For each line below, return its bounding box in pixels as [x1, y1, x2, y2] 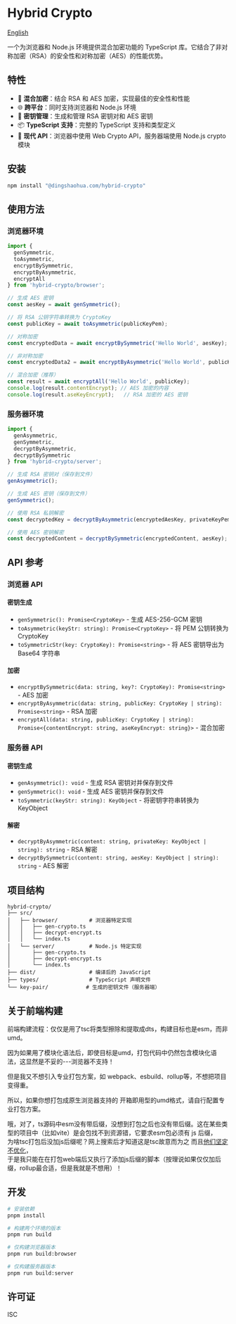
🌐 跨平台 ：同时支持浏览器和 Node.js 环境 [17, 103, 137, 111]
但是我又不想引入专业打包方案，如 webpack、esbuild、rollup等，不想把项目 [7, 1072, 227, 1080]
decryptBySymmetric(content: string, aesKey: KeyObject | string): [17, 855, 219, 862]
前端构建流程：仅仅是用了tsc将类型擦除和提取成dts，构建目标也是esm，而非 [7, 1024, 228, 1033]
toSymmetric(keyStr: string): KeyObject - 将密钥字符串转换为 [17, 796, 199, 805]
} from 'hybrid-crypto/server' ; [7, 458, 102, 465]
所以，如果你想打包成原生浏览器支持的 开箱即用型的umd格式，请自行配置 [7, 1096, 219, 1104]
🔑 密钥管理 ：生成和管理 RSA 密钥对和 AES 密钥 [17, 111, 153, 120]
